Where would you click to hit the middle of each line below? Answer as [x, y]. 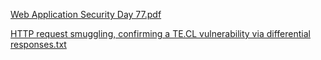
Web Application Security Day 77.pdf [86, 14]
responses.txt [38, 44]
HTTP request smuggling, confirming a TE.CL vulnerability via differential [160, 33]
